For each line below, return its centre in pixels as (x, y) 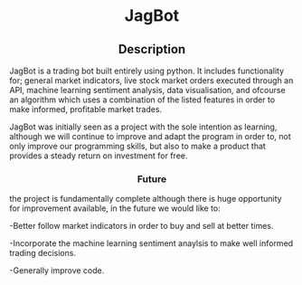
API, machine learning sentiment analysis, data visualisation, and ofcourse (148, 90)
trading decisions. (43, 253)
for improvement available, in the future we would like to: (115, 208)
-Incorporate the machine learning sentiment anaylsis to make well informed (151, 243)
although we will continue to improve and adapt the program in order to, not (150, 136)
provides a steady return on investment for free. (99, 156)
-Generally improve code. (57, 271)
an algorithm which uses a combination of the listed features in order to (142, 100)
